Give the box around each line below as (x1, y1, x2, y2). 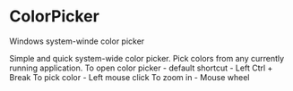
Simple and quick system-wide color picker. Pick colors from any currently (9, 53, 285, 63)
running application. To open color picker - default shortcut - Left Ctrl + (9, 62, 273, 73)
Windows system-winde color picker (9, 36, 145, 46)
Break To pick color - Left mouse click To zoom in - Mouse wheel (9, 71, 250, 82)
